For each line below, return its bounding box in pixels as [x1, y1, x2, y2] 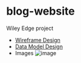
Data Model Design [15, 43, 63, 50]
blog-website [6, 4, 75, 18]
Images [15, 49, 34, 56]
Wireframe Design [15, 36, 60, 43]
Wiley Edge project [6, 24, 54, 32]
